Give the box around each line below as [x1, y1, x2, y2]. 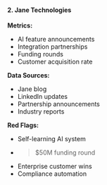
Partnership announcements [17, 100, 100, 109]
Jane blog [17, 85, 47, 93]
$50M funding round [34, 148, 96, 157]
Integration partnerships [17, 42, 88, 51]
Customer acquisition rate [17, 57, 93, 66]
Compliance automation [17, 169, 87, 178]
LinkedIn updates [17, 92, 68, 101]
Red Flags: [7, 121, 39, 130]
